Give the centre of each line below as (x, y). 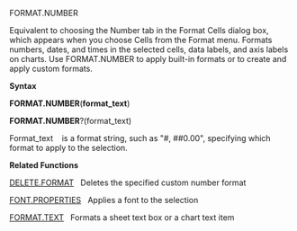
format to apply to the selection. (68, 148)
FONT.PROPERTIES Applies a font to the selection (104, 200)
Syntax (23, 86)
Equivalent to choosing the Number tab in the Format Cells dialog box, (139, 30)
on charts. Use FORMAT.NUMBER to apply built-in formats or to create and (148, 59)
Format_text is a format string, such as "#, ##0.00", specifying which (140, 138)
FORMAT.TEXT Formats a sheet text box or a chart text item (122, 218)
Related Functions (44, 165)
